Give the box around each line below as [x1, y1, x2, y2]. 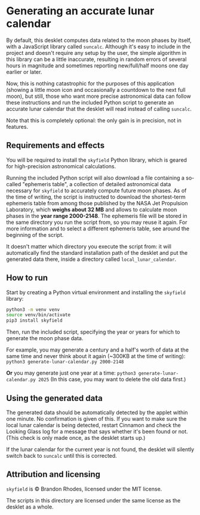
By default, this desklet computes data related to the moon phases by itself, [6, 36, 192, 44]
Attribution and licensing [6, 470, 100, 480]
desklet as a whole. [6, 503, 54, 510]
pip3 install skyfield [6, 317, 63, 323]
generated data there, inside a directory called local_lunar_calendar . [6, 255, 177, 263]
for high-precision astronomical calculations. [6, 162, 116, 169]
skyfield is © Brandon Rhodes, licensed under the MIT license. [6, 485, 162, 492]
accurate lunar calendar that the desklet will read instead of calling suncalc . [6, 105, 192, 112]
